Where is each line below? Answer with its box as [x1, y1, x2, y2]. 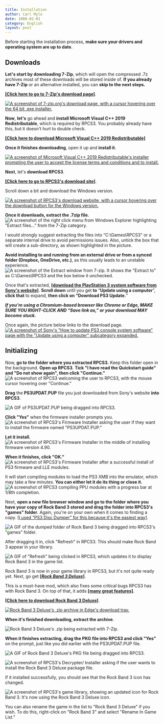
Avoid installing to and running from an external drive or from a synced [5, 252, 152, 258]
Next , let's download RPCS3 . [5, 169, 65, 174]
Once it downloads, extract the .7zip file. [5, 212, 90, 218]
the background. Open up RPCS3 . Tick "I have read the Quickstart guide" [5, 364, 156, 370]
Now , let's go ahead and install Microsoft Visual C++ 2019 [5, 115, 126, 121]
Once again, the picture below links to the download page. [5, 322, 123, 328]
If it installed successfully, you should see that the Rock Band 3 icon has [5, 674, 151, 680]
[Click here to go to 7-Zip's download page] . [5, 91, 96, 97]
